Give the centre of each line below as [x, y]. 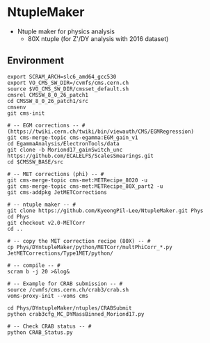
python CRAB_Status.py [40, 332]
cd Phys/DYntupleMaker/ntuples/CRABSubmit [70, 308]
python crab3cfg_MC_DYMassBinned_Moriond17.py [76, 314]
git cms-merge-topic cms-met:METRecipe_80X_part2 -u [85, 186]
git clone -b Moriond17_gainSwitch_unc [65, 150]
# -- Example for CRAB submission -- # [65, 284]
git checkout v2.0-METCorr [46, 223]
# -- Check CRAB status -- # [49, 326]
